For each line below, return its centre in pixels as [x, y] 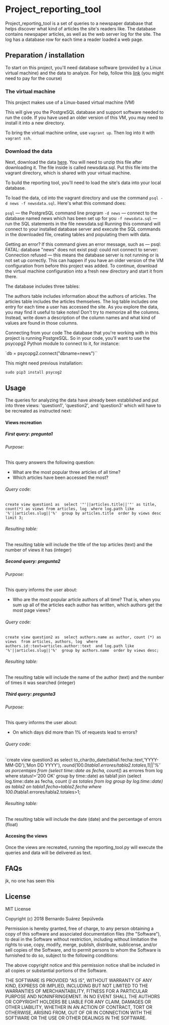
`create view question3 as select [39, 760]
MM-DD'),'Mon [21, 765]
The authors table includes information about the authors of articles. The [81, 296]
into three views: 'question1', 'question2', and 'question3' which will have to [83, 406]
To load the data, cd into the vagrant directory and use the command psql [82, 198]
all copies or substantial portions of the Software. [56, 970]
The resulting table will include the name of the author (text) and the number [84, 677]
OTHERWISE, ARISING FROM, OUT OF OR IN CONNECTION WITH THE [79, 1012]
